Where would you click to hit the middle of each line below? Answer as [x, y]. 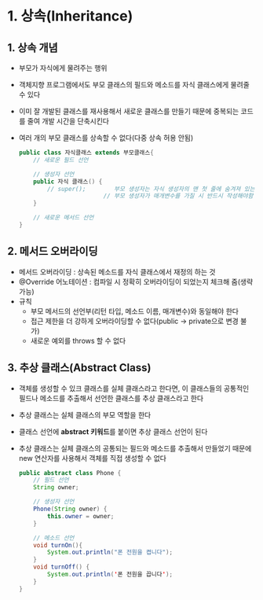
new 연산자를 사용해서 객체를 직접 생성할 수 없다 [92, 458]
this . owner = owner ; [81, 516]
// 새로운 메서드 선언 [64, 218]
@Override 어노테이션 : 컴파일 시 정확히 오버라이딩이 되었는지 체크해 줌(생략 [136, 282]
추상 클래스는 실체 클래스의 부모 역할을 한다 [85, 414]
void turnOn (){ [58, 545]
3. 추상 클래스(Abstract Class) [79, 368]
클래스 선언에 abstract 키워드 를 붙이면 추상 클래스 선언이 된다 [113, 431]
